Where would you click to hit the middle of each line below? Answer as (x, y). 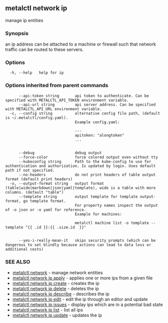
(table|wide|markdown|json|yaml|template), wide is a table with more (80, 188)
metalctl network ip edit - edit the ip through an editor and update (80, 299)
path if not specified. (30, 170)
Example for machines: (98, 214)
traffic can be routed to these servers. (44, 50)
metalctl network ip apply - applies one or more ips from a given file (82, 278)
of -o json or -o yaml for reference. (46, 210)
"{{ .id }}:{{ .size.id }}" (56, 227)
